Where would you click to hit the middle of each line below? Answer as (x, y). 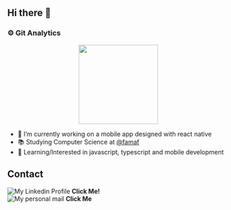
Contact (25, 174)
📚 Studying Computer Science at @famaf (78, 142)
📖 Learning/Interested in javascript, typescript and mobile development (120, 152)
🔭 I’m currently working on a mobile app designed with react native (114, 134)
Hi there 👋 (29, 13)
